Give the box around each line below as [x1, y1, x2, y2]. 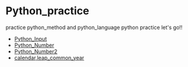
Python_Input [14, 35, 47, 42]
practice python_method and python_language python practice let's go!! [5, 24, 183, 31]
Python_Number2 [14, 47, 58, 55]
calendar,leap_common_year [14, 54, 84, 61]
